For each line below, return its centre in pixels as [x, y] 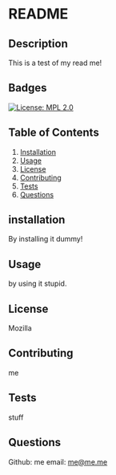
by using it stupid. [38, 284]
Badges [28, 88]
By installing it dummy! [46, 239]
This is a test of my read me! [55, 63]
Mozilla [20, 328]
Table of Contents [54, 133]
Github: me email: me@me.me [58, 461]
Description [38, 44]
